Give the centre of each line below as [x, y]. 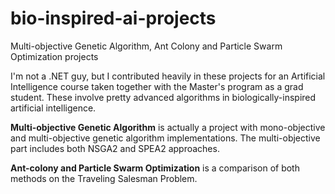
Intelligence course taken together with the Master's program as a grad [157, 86]
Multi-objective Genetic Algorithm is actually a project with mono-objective [168, 127]
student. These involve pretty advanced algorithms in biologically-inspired [163, 97]
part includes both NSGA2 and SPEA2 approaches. [115, 148]
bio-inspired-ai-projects [113, 18]
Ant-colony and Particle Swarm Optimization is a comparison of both [155, 168]
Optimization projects [54, 56]
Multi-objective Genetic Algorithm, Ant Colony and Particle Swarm [146, 46]
